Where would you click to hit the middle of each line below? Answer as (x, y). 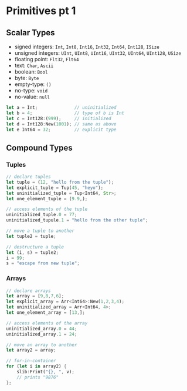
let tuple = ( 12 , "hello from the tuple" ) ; (60, 182)
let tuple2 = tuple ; (31, 236)
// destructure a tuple (35, 247)
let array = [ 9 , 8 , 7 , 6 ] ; (35, 296)
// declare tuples (28, 177)
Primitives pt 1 (41, 11)
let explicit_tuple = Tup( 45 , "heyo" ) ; (55, 188)
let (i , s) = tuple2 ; (33, 252)
